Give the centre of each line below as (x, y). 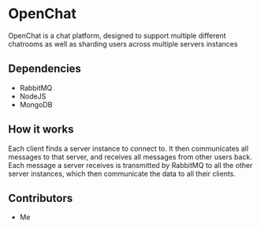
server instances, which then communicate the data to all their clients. (122, 174)
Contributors (41, 198)
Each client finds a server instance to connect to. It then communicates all (129, 148)
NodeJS (33, 96)
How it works (41, 130)
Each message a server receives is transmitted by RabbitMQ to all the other (130, 165)
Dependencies (45, 69)
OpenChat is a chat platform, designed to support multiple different (117, 36)
